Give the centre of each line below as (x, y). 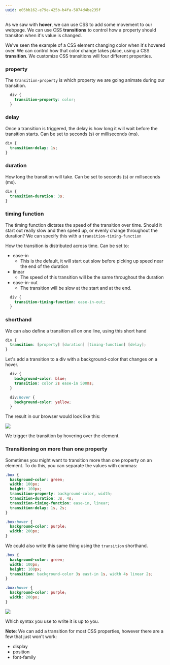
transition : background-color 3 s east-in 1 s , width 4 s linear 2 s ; (81, 574)
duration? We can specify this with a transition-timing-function (73, 236)
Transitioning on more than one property (56, 449)
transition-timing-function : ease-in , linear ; (60, 503)
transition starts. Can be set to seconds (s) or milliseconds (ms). (72, 134)
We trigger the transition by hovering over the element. (63, 436)
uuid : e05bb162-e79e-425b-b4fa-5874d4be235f (53, 10)
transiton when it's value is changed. (44, 35)
